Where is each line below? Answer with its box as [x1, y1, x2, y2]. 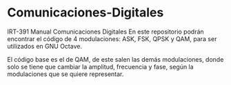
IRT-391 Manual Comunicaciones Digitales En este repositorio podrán [7, 27, 205, 36]
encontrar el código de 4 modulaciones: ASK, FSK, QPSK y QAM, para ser [7, 34, 217, 42]
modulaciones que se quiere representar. [7, 70, 124, 78]
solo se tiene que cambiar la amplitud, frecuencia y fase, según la [7, 62, 194, 71]
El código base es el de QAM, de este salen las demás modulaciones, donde [7, 55, 224, 63]
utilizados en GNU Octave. [7, 42, 83, 50]
